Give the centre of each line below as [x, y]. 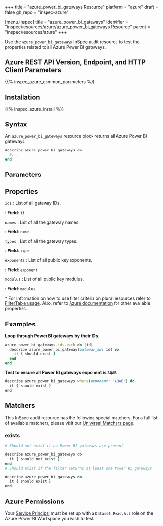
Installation [23, 97]
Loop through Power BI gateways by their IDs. [52, 336]
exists [12, 435]
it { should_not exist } [35, 459]
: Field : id [15, 213]
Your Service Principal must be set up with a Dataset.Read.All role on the [79, 513]
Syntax [16, 125]
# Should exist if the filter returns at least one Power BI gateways [79, 468]
